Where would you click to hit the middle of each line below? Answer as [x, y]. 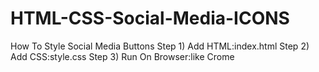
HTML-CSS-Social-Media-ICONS [150, 18]
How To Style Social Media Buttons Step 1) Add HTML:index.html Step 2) [160, 46]
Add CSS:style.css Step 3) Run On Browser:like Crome [122, 56]
